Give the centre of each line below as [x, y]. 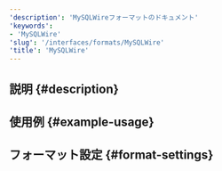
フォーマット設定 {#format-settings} [111, 155]
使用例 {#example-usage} [82, 122]
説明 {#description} [64, 89]
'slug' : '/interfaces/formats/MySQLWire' [87, 42]
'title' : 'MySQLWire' [49, 51]
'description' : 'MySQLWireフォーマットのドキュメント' [104, 17]
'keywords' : [31, 26]
